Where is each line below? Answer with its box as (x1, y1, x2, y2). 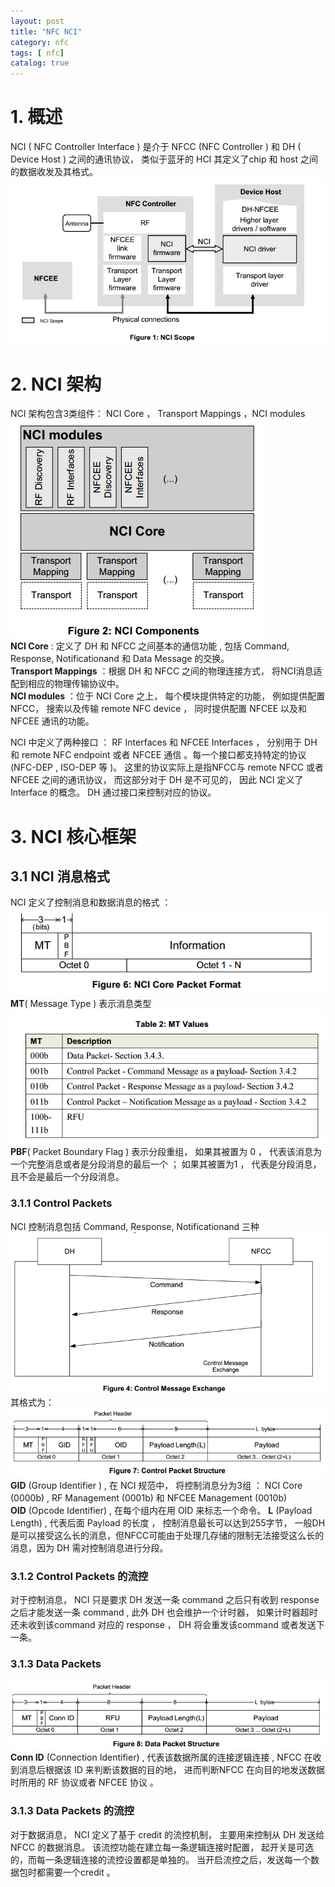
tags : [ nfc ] (10, 48, 65, 58)
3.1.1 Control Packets (10, 1196, 113, 1210)
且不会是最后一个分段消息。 (10, 1171, 125, 1183)
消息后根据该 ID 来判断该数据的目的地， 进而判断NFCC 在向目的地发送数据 (18, 1764, 325, 1776)
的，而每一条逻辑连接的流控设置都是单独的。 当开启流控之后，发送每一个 (10, 1853, 311, 1865)
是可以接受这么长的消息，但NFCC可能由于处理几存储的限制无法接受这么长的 (10, 1530, 325, 1542)
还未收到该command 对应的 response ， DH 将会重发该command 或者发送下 (10, 1619, 325, 1631)
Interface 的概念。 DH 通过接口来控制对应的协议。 (10, 786, 217, 799)
